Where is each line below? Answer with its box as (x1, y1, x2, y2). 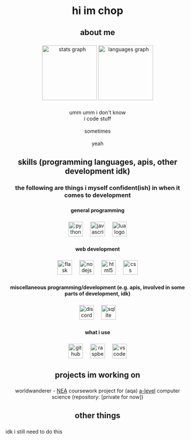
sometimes (84, 127, 111, 135)
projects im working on (54, 370, 141, 380)
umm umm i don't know (69, 109, 126, 116)
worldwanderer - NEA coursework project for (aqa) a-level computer (15, 387, 180, 394)
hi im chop (71, 4, 124, 18)
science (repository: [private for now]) (51, 393, 144, 401)
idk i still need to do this (5, 428, 62, 435)
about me (80, 27, 115, 37)
